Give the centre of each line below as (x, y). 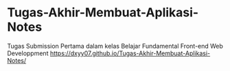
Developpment (28, 53)
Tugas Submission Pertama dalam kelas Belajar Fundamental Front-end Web (115, 46)
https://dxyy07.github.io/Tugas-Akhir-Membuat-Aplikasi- (130, 53)
